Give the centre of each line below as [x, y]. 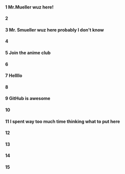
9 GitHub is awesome [28, 98]
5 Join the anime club [28, 52]
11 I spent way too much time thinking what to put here [62, 121]
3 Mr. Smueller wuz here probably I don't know [54, 29]
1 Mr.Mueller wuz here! [29, 7]
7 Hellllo [14, 75]
